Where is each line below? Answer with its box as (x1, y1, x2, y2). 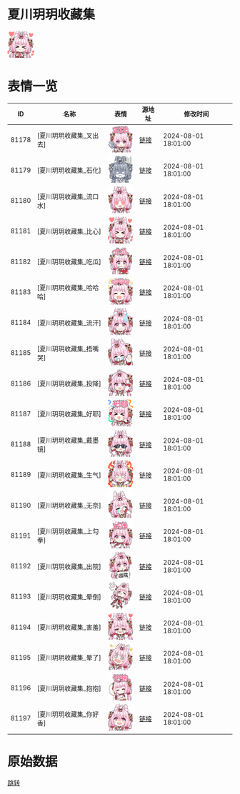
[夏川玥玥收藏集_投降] (36, 379, 101, 388)
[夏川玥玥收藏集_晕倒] (36, 592, 101, 600)
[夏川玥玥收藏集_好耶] (36, 410, 101, 418)
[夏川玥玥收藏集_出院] (36, 562, 101, 571)
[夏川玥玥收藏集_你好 (36, 710, 99, 718)
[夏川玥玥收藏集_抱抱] (36, 683, 101, 693)
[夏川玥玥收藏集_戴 (36, 436, 93, 444)
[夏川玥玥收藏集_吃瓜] (36, 258, 101, 266)
